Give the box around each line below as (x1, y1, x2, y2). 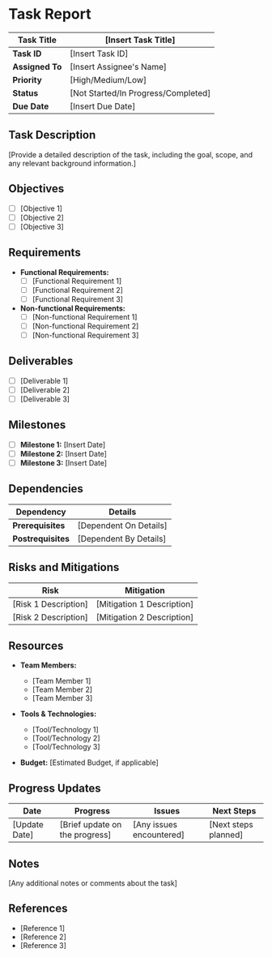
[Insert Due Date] (70, 101, 136, 112)
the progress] (59, 829, 112, 840)
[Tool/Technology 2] (32, 733, 100, 743)
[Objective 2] (19, 212, 65, 222)
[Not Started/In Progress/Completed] (70, 87, 211, 98)
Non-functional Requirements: (19, 303, 125, 313)
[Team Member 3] (32, 693, 93, 703)
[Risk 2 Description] (12, 612, 89, 623)
